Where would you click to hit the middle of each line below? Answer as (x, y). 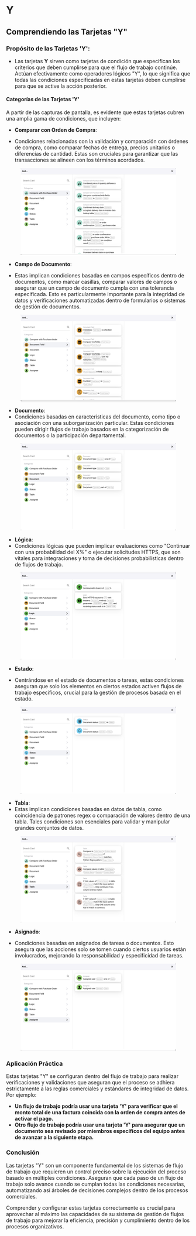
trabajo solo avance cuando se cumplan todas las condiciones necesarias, (96, 1184)
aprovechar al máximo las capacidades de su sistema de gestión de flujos (95, 1214)
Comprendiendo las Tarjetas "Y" (67, 32)
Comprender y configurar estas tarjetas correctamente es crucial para (91, 1208)
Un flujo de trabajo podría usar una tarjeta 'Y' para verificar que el (96, 1106)
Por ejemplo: (21, 1095)
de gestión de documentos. (48, 306)
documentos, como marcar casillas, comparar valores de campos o (96, 281)
